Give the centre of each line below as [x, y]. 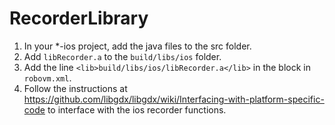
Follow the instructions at [75, 88]
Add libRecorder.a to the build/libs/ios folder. [122, 56]
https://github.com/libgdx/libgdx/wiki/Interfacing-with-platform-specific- [174, 99]
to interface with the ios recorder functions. [137, 109]
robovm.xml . [47, 78]
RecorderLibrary [79, 18]
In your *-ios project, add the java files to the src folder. [137, 46]
